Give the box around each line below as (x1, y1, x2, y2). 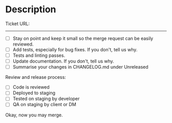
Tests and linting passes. (12, 52, 66, 58)
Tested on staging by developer (12, 96, 80, 102)
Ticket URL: (5, 20, 30, 27)
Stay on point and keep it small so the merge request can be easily (12, 35, 154, 42)
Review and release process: (5, 74, 67, 80)
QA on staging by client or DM (12, 101, 77, 108)
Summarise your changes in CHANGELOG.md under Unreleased (12, 64, 148, 70)
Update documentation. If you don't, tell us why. (12, 58, 114, 65)
